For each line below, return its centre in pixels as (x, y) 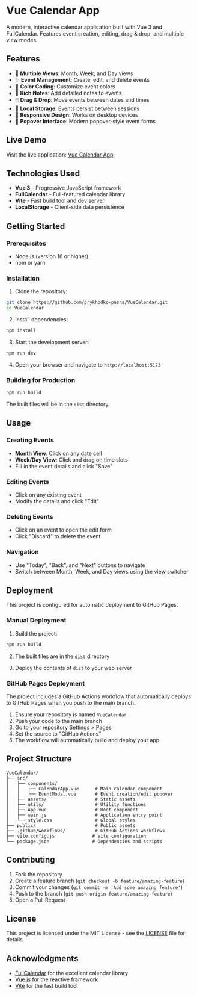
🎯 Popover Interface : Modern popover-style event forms (85, 121)
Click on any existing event (48, 495)
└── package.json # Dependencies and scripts (84, 841)
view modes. (22, 40)
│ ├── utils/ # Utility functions (76, 804)
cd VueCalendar (25, 308)
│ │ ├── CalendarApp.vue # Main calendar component (84, 789)
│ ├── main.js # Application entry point (84, 815)
